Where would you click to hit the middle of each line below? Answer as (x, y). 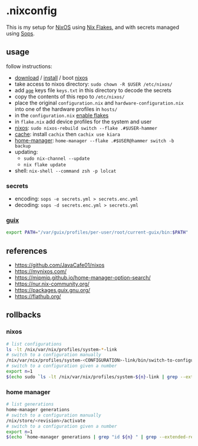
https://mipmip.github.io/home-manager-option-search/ (83, 278)
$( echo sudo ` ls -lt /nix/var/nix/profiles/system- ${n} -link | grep (92, 377)
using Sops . (21, 33)
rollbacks (24, 315)
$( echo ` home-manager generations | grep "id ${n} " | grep (82, 437)
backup (23, 146)
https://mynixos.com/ (40, 271)
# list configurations (34, 344)
